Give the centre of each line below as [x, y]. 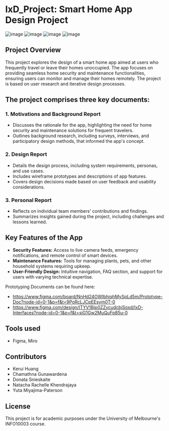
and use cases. [28, 171]
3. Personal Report [29, 200]
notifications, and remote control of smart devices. [65, 255]
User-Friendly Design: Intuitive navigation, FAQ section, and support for [88, 271]
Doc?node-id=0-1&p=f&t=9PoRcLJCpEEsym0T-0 [64, 302]
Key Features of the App [44, 238]
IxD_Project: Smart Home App [69, 9]
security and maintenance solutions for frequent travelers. [73, 131]
